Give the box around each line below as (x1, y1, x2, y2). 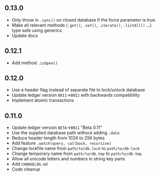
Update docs (11, 32, 38, 38)
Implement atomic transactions (11, 98, 74, 103)
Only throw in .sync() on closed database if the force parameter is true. (11, 17, 157, 23)
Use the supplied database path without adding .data (11, 130, 120, 136)
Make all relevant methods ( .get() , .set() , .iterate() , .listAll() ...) (11, 22, 152, 28)
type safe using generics (11, 27, 62, 33)
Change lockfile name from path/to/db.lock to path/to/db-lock (11, 146, 140, 152)
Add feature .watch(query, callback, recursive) (11, 140, 112, 146)
